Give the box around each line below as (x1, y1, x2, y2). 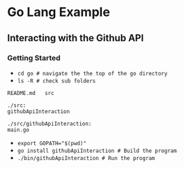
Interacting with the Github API (7, 32, 144, 44)
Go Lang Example (7, 4, 110, 20)
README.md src (7, 89, 54, 96)
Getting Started (7, 53, 61, 63)
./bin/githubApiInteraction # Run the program (17, 154, 155, 161)
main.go (7, 126, 30, 133)
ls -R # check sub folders (17, 78, 96, 84)
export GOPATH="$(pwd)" (17, 140, 87, 147)
